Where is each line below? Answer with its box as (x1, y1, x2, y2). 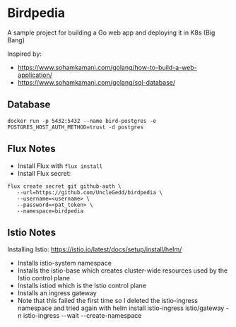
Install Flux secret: (17, 169, 71, 177)
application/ (17, 71, 53, 79)
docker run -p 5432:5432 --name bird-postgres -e (7, 117, 157, 124)
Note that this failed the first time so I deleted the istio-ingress (17, 297, 199, 305)
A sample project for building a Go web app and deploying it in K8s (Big (7, 28, 216, 37)
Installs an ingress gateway (17, 289, 97, 297)
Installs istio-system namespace (17, 259, 112, 268)
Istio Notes (7, 226, 57, 238)
